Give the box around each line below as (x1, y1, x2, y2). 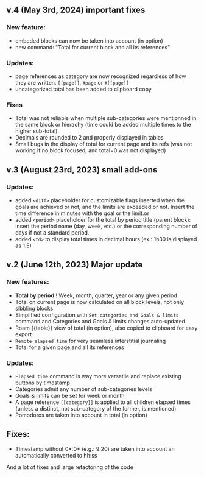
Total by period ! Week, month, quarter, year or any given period (15, 292, 178, 299)
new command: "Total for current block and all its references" (15, 43, 171, 51)
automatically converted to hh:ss (15, 451, 97, 459)
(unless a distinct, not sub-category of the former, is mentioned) (15, 405, 177, 412)
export (15, 330, 32, 337)
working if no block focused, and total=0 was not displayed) (15, 147, 166, 154)
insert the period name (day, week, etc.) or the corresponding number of (15, 222, 198, 230)
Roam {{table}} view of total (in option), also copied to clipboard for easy (15, 324, 198, 331)
